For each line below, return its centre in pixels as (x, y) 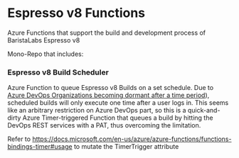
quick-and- (204, 111)
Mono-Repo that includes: (46, 54)
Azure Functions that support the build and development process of (107, 33)
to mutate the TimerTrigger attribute (126, 147)
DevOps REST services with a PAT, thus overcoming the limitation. (104, 125)
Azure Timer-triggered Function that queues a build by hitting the (118, 118)
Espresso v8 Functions (76, 13)
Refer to (19, 139)
